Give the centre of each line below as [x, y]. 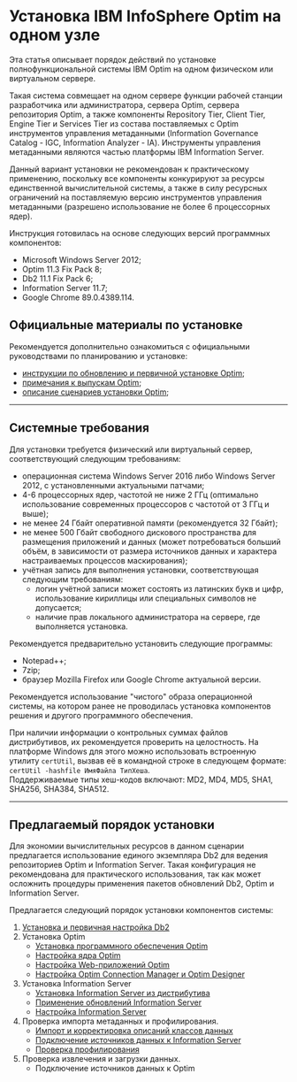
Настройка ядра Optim [78, 955]
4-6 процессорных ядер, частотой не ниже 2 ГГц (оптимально [140, 495]
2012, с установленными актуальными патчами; [113, 485]
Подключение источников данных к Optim [115, 1069]
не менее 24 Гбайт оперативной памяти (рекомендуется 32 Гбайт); [150, 523]
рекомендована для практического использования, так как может [135, 874]
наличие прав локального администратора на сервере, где [148, 617]
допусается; [58, 607]
